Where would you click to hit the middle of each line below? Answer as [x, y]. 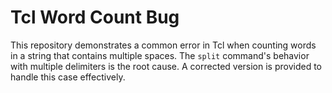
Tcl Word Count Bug [95, 17]
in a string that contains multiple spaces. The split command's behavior [160, 55]
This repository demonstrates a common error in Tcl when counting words [163, 45]
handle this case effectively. [68, 77]
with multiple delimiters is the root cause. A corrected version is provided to [166, 66]
